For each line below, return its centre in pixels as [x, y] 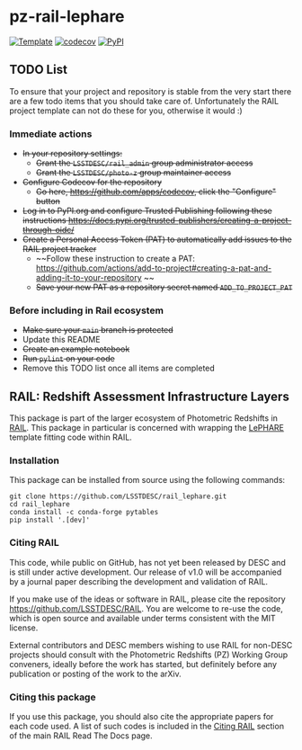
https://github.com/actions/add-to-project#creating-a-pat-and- [154, 268]
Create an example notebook [76, 349]
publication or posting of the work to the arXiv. [95, 674]
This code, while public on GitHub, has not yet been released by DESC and [147, 562]
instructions [44, 220]
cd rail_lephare [40, 504]
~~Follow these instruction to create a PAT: [115, 259]
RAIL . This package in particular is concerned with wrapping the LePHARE [147, 428]
